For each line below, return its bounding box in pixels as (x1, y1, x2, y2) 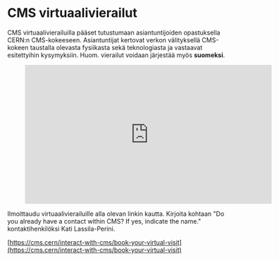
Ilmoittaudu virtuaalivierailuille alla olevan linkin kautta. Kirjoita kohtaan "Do (7, 210, 225, 218)
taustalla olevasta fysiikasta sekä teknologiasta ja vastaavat (30, 43, 203, 51)
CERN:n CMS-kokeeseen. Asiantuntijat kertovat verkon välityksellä (7, 35, 201, 44)
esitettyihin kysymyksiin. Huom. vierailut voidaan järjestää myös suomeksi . (7, 51, 225, 59)
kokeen (7, 43, 29, 51)
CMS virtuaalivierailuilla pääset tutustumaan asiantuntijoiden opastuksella (7, 28, 221, 37)
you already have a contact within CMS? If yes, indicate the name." (7, 217, 201, 225)
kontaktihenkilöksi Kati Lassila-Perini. (7, 224, 116, 233)
